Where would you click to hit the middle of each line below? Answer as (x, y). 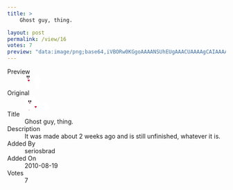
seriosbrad (40, 151)
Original (18, 93)
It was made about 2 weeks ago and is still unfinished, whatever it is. (122, 136)
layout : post (26, 33)
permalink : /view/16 (37, 39)
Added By (21, 144)
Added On (22, 158)
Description (24, 129)
